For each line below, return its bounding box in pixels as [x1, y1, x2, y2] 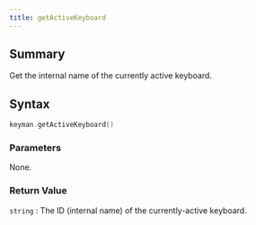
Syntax [9, 96, 50, 112]
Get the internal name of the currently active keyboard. [9, 70, 213, 81]
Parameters [9, 141, 61, 154]
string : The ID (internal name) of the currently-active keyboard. [9, 204, 247, 216]
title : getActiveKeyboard [9, 13, 106, 22]
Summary [9, 47, 66, 62]
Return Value [9, 184, 67, 197]
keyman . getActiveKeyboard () [9, 121, 115, 130]
